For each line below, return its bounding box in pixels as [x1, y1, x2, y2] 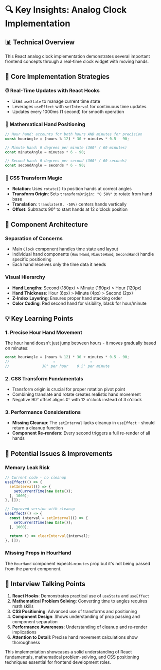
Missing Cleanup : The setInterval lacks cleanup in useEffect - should [12, 420, 155, 426]
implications [12, 629, 36, 635]
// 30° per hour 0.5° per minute [5, 364, 110, 369]
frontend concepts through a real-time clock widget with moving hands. [5, 58, 149, 64]
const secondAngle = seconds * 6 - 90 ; [5, 163, 86, 168]
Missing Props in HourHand [5, 549, 72, 556]
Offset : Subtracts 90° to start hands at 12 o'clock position [12, 206, 128, 212]
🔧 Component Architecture [5, 220, 89, 228]
